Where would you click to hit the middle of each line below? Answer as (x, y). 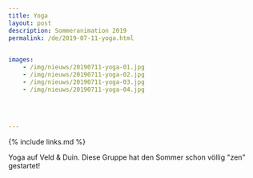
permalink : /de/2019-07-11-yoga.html (71, 38)
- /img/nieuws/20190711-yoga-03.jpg (84, 82)
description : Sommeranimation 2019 (68, 30)
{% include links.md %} (47, 142)
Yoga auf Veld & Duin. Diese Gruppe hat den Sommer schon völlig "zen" (127, 157)
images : (21, 60)
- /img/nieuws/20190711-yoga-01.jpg (84, 67)
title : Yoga (28, 16)
